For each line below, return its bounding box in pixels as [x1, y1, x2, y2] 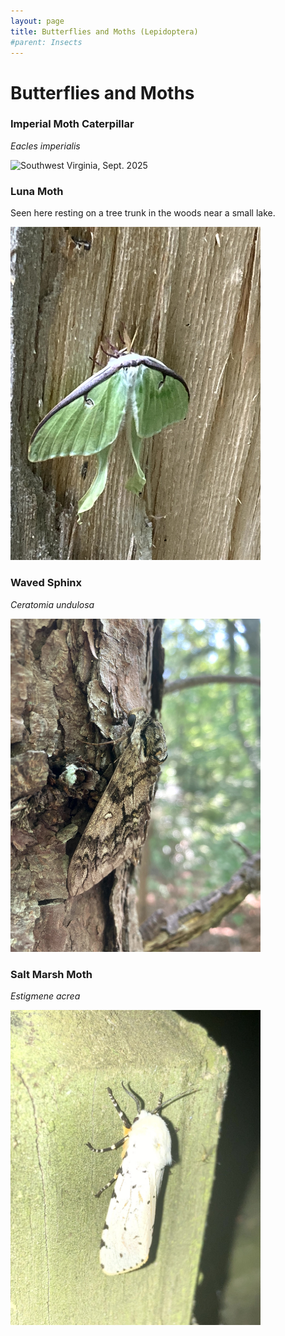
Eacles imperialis [10, 140, 81, 152]
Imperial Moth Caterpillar [10, 117, 135, 131]
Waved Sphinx [10, 576, 83, 590]
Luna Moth [10, 184, 64, 198]
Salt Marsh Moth [10, 968, 93, 982]
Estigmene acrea [10, 990, 81, 1002]
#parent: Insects [10, 37, 83, 47]
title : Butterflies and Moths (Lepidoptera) [10, 26, 199, 37]
